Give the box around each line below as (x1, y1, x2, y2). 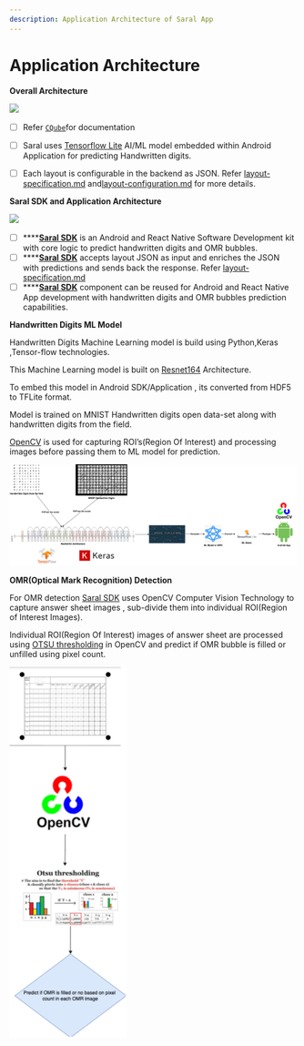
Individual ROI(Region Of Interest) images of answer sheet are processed (9, 629, 284, 641)
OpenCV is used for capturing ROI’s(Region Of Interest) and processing (9, 436, 277, 447)
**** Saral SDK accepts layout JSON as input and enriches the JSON (22, 251, 280, 263)
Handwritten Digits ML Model (9, 319, 123, 330)
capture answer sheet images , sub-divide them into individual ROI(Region (9, 602, 289, 614)
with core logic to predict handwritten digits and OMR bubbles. (22, 242, 258, 253)
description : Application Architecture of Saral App (9, 15, 214, 24)
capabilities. (22, 301, 68, 312)
